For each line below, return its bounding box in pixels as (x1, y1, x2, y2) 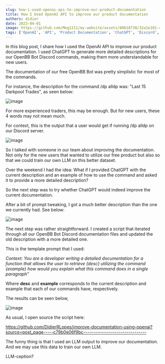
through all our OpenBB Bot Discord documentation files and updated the (5, 231, 153, 237)
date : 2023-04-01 (5, 21, 41, 26)
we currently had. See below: (5, 207, 65, 212)
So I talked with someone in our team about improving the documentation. (5, 147, 155, 152)
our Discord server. (5, 128, 45, 133)
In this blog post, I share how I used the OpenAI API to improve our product (5, 44, 157, 49)
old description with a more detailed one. (5, 237, 89, 242)
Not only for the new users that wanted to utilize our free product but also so (5, 152, 160, 158)
